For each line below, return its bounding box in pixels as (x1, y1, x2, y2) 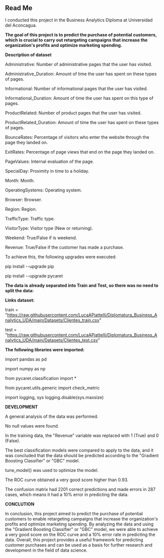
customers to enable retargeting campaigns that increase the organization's (5, 516, 158, 522)
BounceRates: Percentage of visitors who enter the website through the (5, 134, 149, 140)
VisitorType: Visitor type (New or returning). (5, 225, 93, 231)
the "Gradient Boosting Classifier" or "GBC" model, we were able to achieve (5, 526, 158, 532)
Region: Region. (5, 206, 37, 212)
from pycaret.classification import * (5, 375, 77, 381)
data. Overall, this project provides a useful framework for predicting (5, 536, 143, 543)
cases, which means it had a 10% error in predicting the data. (5, 492, 129, 497)
